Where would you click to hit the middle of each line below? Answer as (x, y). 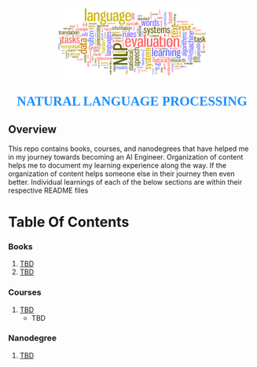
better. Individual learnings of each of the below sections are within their (125, 182)
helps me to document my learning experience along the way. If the (117, 165)
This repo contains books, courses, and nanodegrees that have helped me (128, 149)
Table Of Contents (69, 222)
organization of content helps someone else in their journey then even (121, 174)
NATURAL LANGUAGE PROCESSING (132, 101)
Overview (33, 130)
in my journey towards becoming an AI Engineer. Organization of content (126, 156)
